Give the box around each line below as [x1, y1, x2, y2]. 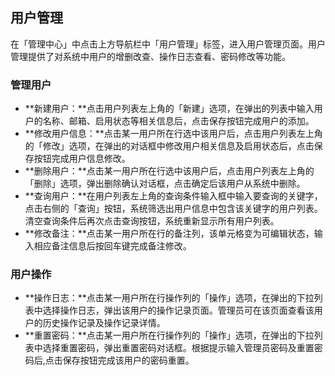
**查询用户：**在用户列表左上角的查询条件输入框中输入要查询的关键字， [24, 190, 323, 202]
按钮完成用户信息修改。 [33, 153, 131, 165]
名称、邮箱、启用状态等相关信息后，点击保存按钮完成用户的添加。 [42, 115, 315, 127]
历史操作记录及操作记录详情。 [42, 317, 166, 329]
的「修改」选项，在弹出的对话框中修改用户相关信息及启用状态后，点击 [24, 140, 315, 152]
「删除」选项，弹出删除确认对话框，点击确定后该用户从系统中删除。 [24, 178, 306, 190]
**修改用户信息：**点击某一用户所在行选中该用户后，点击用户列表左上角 [24, 128, 323, 140]
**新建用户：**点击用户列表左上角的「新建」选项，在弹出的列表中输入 [24, 103, 315, 115]
